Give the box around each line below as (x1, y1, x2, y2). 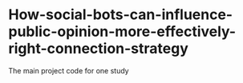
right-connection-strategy (8, 40, 188, 57)
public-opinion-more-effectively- (8, 22, 237, 41)
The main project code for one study (8, 65, 130, 75)
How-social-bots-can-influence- (8, 6, 233, 24)
